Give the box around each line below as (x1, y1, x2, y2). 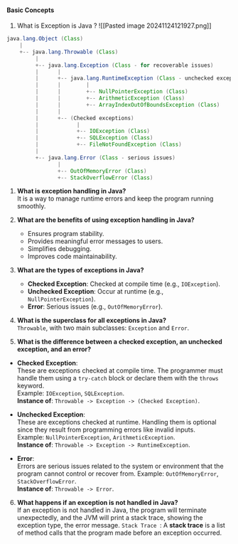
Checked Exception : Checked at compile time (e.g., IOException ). (27, 279, 221, 288)
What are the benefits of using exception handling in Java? (16, 215, 195, 224)
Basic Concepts (6, 6, 55, 14)
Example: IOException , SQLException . (16, 389, 125, 398)
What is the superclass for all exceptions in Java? (16, 316, 167, 325)
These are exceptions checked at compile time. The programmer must (16, 366, 223, 375)
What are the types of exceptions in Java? (16, 266, 144, 274)
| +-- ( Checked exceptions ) (35, 114, 134, 122)
